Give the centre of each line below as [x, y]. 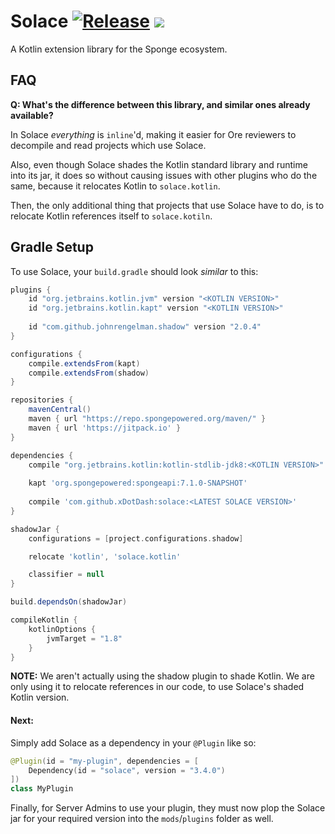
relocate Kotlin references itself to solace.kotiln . [111, 216]
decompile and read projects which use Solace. [108, 145]
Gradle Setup [52, 247]
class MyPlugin [42, 789]
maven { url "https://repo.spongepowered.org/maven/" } [147, 419]
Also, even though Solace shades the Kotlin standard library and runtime [159, 164]
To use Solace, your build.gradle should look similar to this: [134, 271]
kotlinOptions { [62, 629]
